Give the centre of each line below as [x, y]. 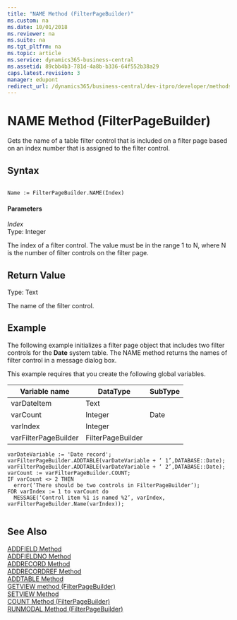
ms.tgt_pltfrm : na [34, 47]
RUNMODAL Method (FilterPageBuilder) [65, 609]
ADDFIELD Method [35, 549]
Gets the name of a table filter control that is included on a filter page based [117, 141]
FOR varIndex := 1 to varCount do [58, 491]
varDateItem [31, 403]
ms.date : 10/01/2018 [38, 27]
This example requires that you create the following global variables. [107, 374]
